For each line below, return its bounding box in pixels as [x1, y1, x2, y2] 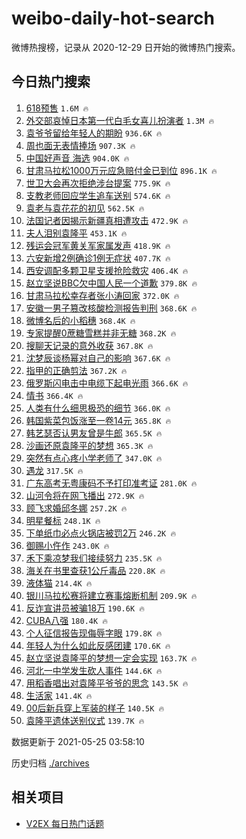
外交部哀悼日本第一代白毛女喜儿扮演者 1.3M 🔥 [25, 114, 215, 126]
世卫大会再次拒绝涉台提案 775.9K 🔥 [25, 177, 171, 189]
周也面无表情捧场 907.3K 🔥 [25, 139, 136, 151]
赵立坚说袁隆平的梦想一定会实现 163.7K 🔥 [25, 652, 198, 664]
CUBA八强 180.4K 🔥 [25, 614, 109, 626]
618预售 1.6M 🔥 [25, 102, 89, 114]
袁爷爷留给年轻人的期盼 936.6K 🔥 [25, 127, 163, 139]
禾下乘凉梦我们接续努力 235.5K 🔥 [25, 552, 163, 564]
